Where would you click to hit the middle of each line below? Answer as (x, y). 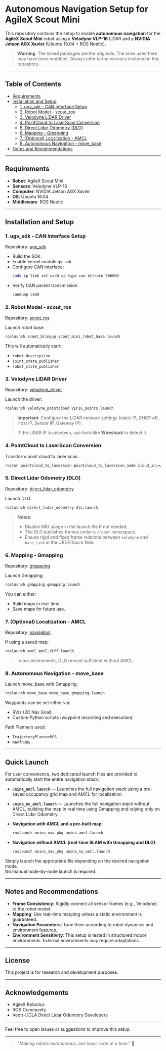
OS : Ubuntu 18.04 (30, 196)
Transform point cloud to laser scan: (42, 456)
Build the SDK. (27, 256)
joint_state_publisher (36, 361)
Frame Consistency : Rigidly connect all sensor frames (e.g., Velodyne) (84, 904)
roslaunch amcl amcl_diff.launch (40, 651)
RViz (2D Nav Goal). (33, 712)
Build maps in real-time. (36, 603)
